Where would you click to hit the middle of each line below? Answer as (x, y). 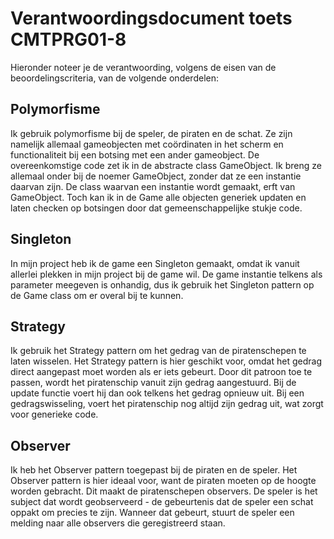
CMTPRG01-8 (68, 39)
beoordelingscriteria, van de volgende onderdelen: (114, 78)
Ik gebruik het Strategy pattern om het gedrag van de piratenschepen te (158, 351)
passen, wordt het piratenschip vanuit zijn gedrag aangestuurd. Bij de (153, 383)
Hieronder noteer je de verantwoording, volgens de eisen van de (143, 67)
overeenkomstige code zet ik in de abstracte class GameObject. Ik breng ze (166, 165)
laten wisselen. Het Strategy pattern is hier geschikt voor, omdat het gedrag (166, 361)
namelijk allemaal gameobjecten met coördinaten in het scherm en (147, 144)
